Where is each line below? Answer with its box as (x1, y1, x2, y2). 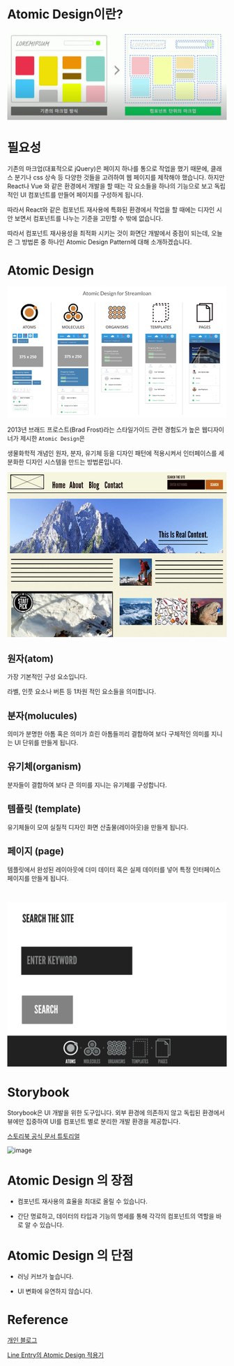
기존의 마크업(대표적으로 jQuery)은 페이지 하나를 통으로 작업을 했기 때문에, (7, 164, 210, 172)
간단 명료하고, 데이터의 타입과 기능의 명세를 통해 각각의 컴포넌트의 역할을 (17, 1212, 214, 1220)
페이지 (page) (7, 846, 65, 858)
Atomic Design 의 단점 (7, 1248, 134, 1264)
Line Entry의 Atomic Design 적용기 (7, 1351, 104, 1359)
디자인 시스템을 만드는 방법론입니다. (25, 458, 123, 467)
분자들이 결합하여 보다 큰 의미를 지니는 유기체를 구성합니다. (7, 780, 167, 789)
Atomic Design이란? (7, 6, 124, 22)
